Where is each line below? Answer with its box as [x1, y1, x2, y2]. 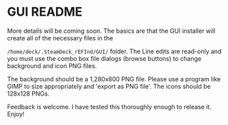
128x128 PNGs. [7, 89, 50, 98]
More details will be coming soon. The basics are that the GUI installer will [7, 27, 216, 35]
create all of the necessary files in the [7, 33, 114, 42]
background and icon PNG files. [7, 61, 97, 70]
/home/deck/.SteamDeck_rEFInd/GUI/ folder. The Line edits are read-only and [7, 47, 222, 55]
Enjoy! [7, 110, 25, 118]
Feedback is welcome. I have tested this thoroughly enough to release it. [7, 102, 212, 111]
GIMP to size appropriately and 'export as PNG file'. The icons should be [7, 82, 211, 90]
